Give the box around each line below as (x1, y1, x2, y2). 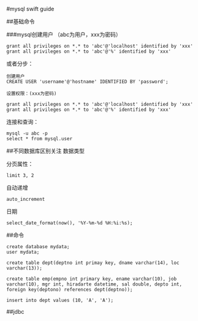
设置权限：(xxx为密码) (6, 91, 57, 97)
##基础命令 (6, 18, 35, 25)
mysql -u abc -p (6, 130, 48, 137)
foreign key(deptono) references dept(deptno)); (6, 287, 133, 293)
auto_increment (6, 196, 45, 202)
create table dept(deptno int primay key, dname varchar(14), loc (6, 260, 180, 266)
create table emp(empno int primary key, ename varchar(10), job (6, 276, 177, 282)
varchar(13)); (6, 265, 43, 271)
